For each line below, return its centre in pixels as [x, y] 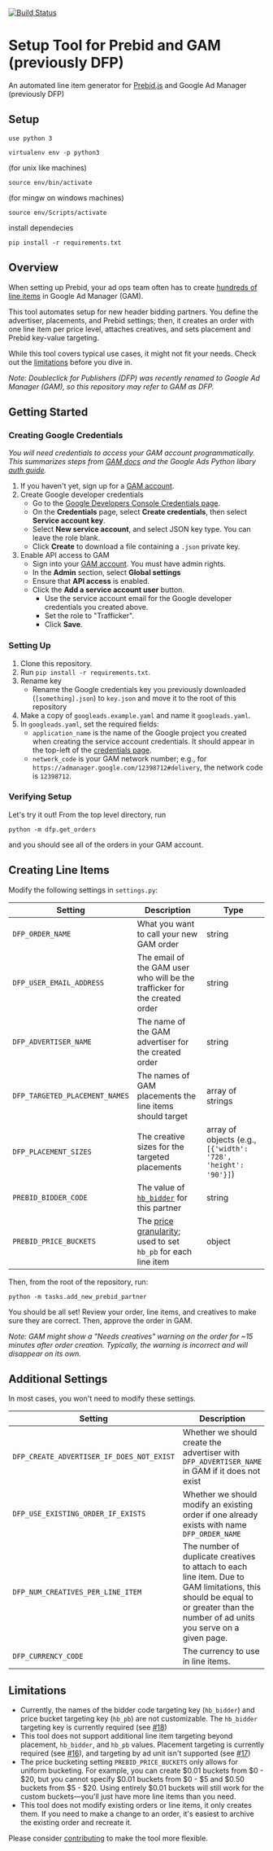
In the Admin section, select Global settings [106, 572]
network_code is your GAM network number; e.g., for [119, 758]
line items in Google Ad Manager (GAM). [76, 296]
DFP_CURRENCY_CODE [48, 1656]
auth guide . [28, 470]
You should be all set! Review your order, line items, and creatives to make [132, 1312]
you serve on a [211, 1628]
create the [202, 1443]
